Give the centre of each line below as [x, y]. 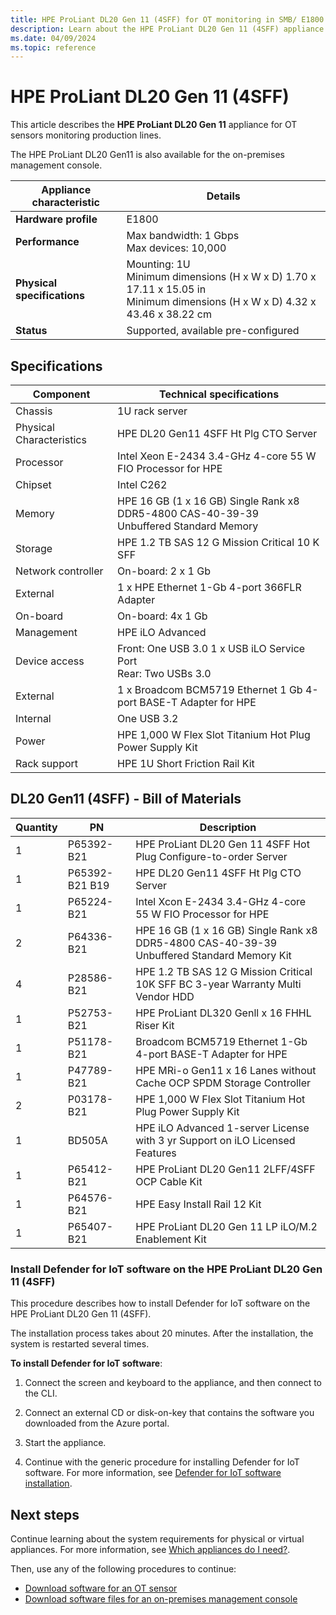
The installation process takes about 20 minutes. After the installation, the [162, 1333]
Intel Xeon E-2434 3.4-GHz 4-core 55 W [217, 456]
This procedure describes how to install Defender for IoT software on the [160, 1303]
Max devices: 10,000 [176, 248]
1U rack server [152, 411]
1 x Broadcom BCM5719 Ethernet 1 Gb [210, 689]
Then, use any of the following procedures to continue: [123, 1568]
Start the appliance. [65, 1443]
